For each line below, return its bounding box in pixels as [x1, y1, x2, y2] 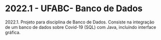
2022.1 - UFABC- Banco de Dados [5, 3, 143, 14]
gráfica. [5, 29, 21, 35]
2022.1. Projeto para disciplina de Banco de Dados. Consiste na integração [5, 19, 155, 25]
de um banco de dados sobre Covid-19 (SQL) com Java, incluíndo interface [5, 24, 157, 30]
